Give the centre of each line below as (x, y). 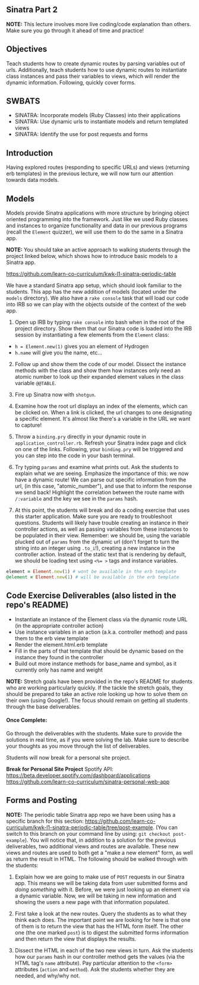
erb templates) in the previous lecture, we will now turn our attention (90, 174)
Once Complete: (27, 720)
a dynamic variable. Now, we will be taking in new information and (96, 896)
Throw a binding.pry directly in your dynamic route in (80, 437)
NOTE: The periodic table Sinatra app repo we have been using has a (91, 814)
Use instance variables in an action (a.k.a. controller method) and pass (101, 632)
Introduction (30, 153)
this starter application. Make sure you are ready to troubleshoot (93, 517)
